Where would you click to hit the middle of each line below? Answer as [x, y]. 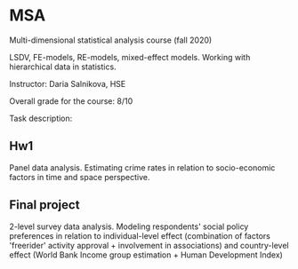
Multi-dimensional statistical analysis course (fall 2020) [111, 40]
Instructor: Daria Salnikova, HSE [68, 83]
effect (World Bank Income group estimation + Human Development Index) [146, 255]
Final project [44, 205]
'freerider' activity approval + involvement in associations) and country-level [149, 245]
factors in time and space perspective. [80, 177]
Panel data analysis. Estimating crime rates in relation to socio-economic [142, 167]
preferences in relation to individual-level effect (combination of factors [140, 235]
